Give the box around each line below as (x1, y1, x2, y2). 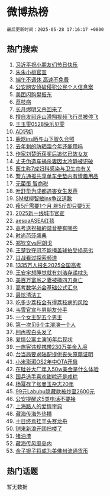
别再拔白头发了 (15, 328, 52, 336)
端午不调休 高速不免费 (15, 75, 69, 83)
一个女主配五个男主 (15, 313, 63, 321)
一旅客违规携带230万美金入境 (15, 343, 88, 350)
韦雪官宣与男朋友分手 (15, 306, 67, 313)
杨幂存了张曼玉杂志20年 (15, 380, 75, 387)
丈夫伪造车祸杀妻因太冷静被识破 (15, 157, 93, 165)
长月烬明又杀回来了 (15, 105, 63, 113)
